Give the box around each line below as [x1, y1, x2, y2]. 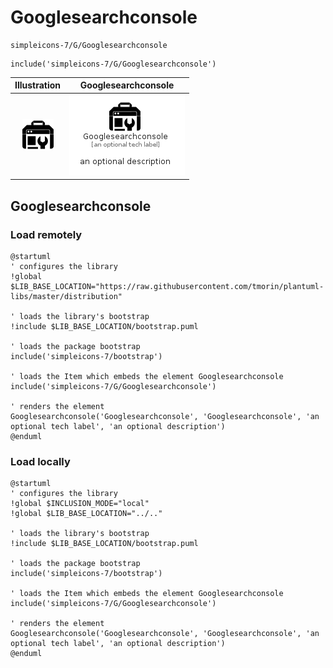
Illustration [14, 79, 62, 91]
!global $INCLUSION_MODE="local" [10, 499, 150, 509]
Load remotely [10, 227, 83, 241]
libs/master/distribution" [10, 291, 123, 301]
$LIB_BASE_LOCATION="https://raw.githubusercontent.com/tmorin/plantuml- [10, 281, 325, 291]
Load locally [10, 454, 71, 468]
